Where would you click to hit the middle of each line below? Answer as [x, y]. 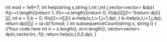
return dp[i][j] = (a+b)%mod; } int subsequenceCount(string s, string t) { [81, 23]
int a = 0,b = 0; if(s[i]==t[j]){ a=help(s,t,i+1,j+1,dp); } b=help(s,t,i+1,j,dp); [87, 18]
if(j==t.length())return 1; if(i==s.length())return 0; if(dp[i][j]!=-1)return [77, 13]
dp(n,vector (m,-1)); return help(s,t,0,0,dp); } [51, 34]
